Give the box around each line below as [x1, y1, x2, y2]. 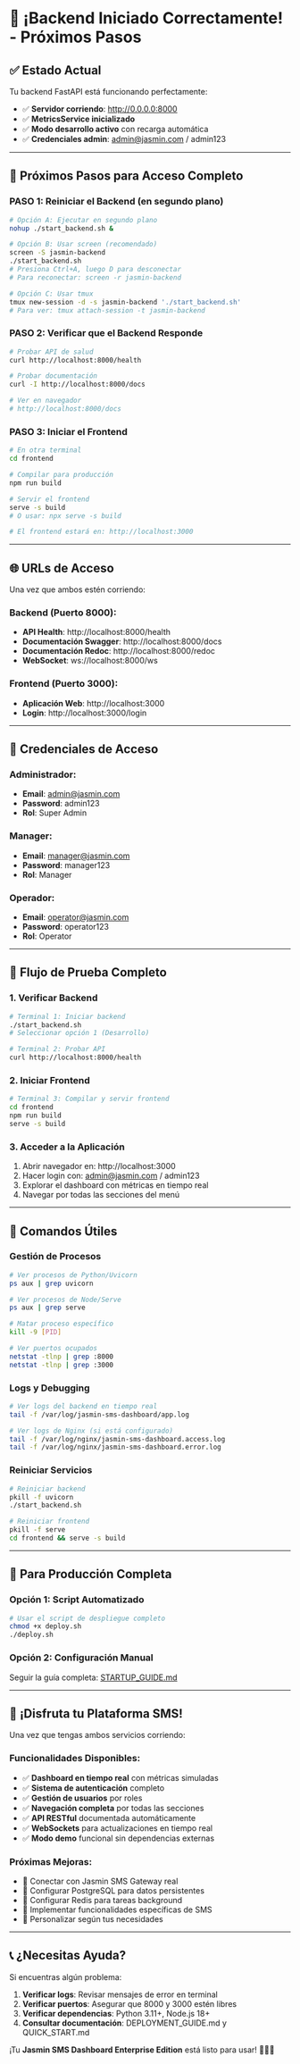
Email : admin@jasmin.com [21, 789, 121, 799]
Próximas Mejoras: [9, 1855, 92, 1868]
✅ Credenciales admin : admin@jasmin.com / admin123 [21, 134, 226, 144]
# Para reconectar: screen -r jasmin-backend [9, 272, 181, 282]
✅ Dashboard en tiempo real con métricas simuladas [21, 1772, 219, 1783]
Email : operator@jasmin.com [21, 911, 129, 923]
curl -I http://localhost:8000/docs [9, 380, 146, 389]
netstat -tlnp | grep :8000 [9, 1352, 114, 1361]
